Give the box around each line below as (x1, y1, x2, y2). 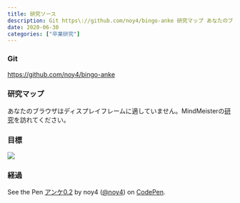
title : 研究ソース (7, 10, 56, 18)
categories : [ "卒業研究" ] (7, 30, 81, 38)
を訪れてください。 (14, 115, 70, 124)
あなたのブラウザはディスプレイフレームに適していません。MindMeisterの (7, 106, 225, 115)
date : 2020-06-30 (7, 24, 59, 31)
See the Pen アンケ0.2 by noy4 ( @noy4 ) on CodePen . (7, 188, 166, 197)
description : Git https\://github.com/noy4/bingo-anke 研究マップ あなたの (7, 17, 229, 24)
